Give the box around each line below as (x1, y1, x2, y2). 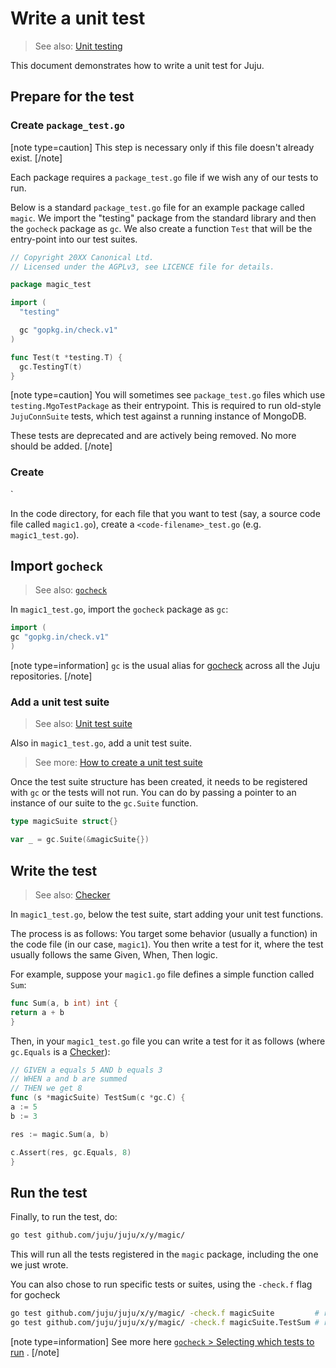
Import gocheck (10, 558, 104, 575)
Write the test (10, 862, 98, 879)
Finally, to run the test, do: (10, 1211, 118, 1223)
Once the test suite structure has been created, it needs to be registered (10, 776, 308, 788)
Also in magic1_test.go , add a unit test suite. (10, 737, 192, 749)
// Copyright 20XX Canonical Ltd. (10, 252, 155, 262)
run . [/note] (10, 1346, 60, 1358)
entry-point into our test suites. (10, 233, 138, 245)
